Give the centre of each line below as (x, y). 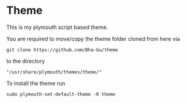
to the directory (26, 61)
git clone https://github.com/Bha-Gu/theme (62, 50)
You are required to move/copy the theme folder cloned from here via (93, 39)
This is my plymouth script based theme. (57, 27)
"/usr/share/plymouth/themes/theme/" (54, 72)
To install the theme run (36, 83)
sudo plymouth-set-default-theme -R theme (61, 94)
